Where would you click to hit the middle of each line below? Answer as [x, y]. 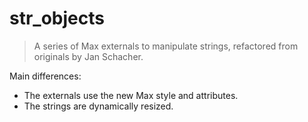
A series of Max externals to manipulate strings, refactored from [166, 46]
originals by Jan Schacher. [88, 56]
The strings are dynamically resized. [98, 106]
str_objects [57, 18]
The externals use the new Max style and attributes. [131, 95]
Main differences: [45, 76]
